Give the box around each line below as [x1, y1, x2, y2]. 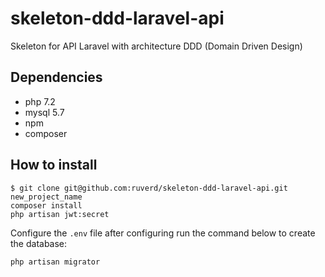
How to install [10, 157, 98, 174]
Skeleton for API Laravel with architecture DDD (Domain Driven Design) [10, 40, 303, 52]
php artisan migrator [10, 257, 101, 267]
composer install [10, 200, 83, 211]
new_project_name [10, 192, 83, 202]
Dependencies [10, 69, 103, 86]
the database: [10, 237, 68, 249]
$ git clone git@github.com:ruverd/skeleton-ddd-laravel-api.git [10, 183, 288, 193]
